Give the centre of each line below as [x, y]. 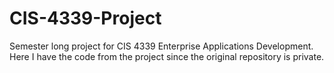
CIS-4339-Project [85, 18]
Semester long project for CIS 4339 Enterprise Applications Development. [161, 46]
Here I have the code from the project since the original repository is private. [167, 56]
